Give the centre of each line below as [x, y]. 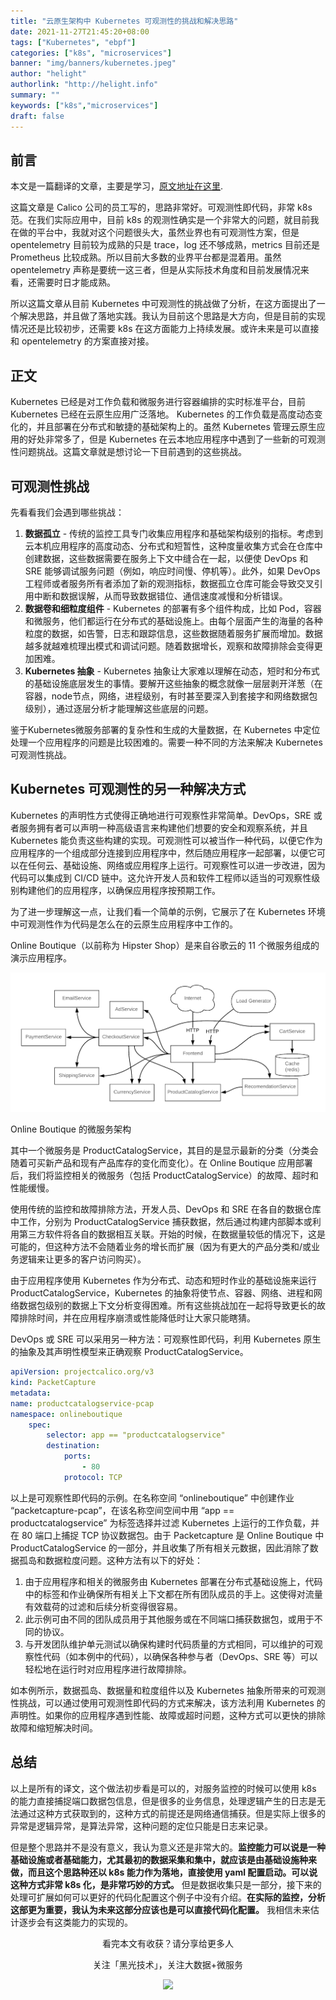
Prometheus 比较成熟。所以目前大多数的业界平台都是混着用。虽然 [146, 257]
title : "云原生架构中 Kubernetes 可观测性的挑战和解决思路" [124, 21]
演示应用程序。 [41, 957]
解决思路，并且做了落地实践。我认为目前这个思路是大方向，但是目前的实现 [172, 316]
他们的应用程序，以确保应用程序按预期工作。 [128, 890]
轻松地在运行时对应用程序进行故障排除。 [108, 1669]
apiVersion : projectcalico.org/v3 [82, 1372]
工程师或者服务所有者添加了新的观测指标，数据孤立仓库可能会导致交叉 [169, 583]
